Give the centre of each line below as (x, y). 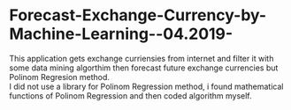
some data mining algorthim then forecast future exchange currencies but (144, 68)
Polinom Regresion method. (60, 77)
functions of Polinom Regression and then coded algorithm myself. (130, 95)
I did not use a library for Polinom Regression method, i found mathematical (146, 86)
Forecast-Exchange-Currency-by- (138, 15)
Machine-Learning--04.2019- (121, 34)
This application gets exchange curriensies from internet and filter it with (142, 58)
